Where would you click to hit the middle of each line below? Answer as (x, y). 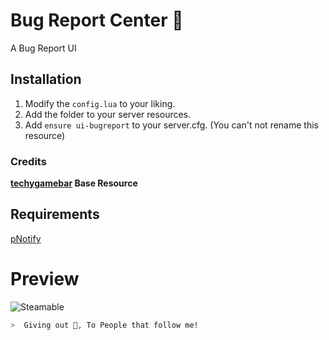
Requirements (55, 214)
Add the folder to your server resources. (108, 114)
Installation (46, 79)
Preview (45, 279)
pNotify (26, 238)
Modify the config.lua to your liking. (100, 103)
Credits (28, 161)
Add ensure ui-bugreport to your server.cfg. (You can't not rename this (171, 125)
